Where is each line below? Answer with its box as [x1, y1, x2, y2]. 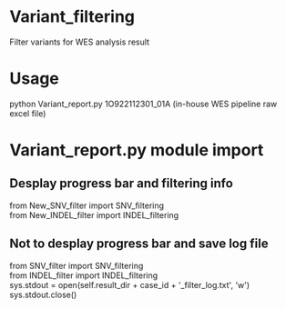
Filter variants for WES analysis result [9, 36, 150, 47]
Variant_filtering [9, 6, 135, 27]
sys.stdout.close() [9, 289, 77, 300]
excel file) [9, 107, 46, 119]
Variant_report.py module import [9, 140, 264, 161]
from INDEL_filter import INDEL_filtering [9, 270, 158, 281]
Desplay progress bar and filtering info [9, 175, 234, 192]
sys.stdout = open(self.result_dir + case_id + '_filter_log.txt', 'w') [9, 279, 250, 290]
